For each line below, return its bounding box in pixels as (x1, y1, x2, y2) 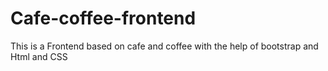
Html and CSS (10, 50, 68, 62)
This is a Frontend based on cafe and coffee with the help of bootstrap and (10, 40, 319, 52)
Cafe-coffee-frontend (10, 7, 197, 30)
